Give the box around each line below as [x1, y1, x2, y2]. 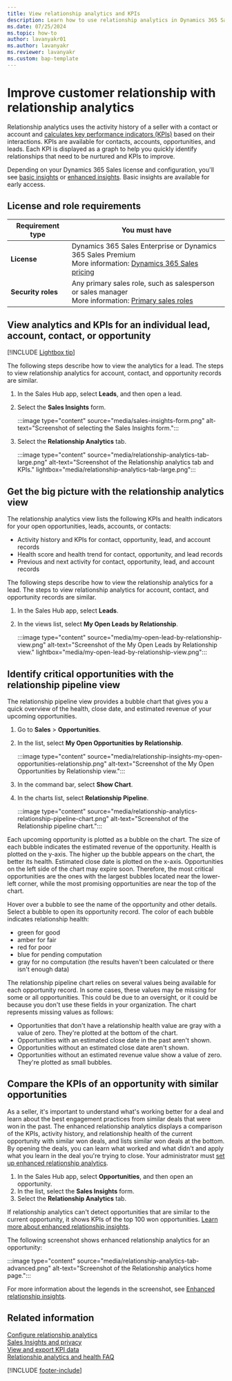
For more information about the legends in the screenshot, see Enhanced [7, 1285, 215, 1293]
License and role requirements [7, 200, 142, 212]
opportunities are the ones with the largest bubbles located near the [7, 872, 201, 880]
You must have [121, 225, 172, 235]
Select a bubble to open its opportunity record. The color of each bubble [7, 908, 214, 916]
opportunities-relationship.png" [17, 759, 107, 768]
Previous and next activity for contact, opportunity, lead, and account [17, 558, 215, 566]
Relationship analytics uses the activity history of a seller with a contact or [7, 123, 219, 131]
